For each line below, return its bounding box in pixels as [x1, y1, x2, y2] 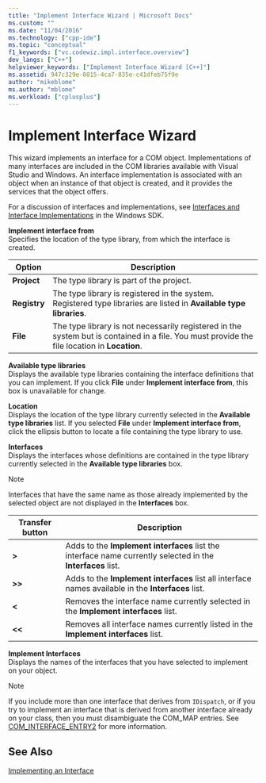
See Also [8, 745, 53, 758]
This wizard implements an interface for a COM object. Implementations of [8, 153, 252, 163]
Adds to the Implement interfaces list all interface [65, 573, 252, 584]
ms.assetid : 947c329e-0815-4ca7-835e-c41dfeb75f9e [8, 71, 179, 79]
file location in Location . [52, 340, 142, 351]
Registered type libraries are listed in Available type [52, 298, 246, 309]
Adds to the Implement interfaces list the [65, 540, 220, 551]
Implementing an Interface [8, 766, 94, 775]
